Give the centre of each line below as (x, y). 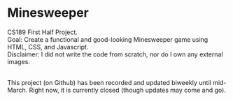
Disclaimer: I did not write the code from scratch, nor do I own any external (115, 54)
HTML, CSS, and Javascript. (48, 47)
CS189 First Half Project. (43, 32)
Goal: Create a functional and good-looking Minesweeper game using (108, 39)
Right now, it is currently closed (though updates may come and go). (127, 90)
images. (19, 61)
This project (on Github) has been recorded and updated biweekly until (109, 82)
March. (17, 90)
